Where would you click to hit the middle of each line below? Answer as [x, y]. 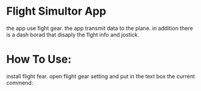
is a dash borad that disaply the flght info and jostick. [73, 34]
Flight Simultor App [56, 11]
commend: [20, 82]
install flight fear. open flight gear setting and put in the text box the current [100, 76]
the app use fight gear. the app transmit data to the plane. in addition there [100, 28]
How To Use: [39, 60]
